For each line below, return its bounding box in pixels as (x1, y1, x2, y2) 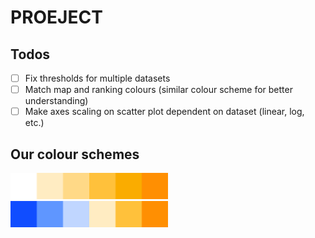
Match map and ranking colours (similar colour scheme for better (24, 84, 293, 96)
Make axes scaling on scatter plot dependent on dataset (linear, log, (24, 106, 305, 118)
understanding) (24, 95, 89, 107)
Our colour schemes (10, 146, 140, 163)
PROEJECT (10, 6, 103, 29)
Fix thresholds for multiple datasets (24, 72, 171, 84)
